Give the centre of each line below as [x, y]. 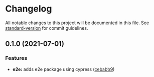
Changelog [29, 9]
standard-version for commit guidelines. [47, 28]
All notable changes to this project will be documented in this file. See [77, 23]
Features [16, 58]
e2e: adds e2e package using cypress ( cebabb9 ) [63, 69]
